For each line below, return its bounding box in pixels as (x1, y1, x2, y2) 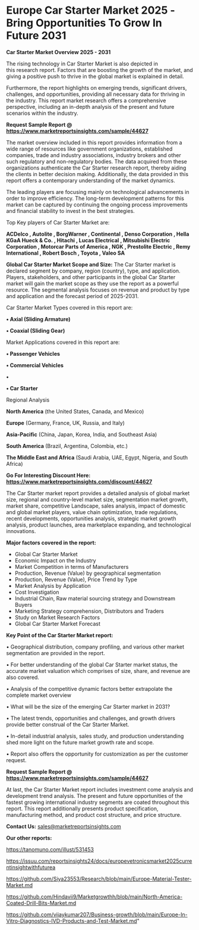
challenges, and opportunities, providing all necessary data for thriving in (6, 90, 185, 98)
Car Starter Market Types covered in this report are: (6, 304, 133, 311)
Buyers (14, 601, 33, 608)
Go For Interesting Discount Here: (6, 471, 91, 479)
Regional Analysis (6, 396, 50, 403)
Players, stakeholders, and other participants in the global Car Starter (6, 273, 176, 280)
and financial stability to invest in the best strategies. (6, 207, 135, 214)
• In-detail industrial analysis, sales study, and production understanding (6, 732, 184, 740)
